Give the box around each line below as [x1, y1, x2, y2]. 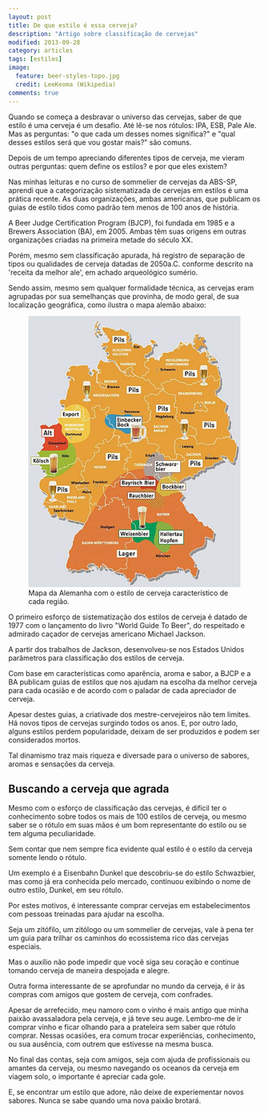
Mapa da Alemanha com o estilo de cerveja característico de [28, 588, 229, 598]
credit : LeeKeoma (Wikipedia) [15, 80, 116, 88]
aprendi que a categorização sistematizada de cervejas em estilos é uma [8, 185, 249, 195]
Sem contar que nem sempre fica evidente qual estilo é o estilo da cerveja [8, 844, 254, 854]
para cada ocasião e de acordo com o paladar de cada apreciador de [8, 685, 237, 695]
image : [8, 64, 30, 72]
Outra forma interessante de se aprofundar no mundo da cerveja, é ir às [8, 981, 246, 991]
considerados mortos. [8, 735, 82, 744]
